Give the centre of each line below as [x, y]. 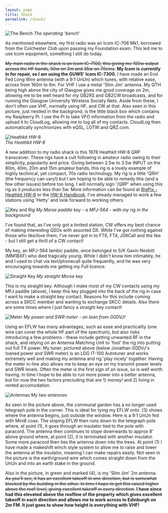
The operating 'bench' [57, 34]
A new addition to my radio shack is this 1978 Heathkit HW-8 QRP [73, 152]
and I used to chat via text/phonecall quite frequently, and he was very [78, 261]
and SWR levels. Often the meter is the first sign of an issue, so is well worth [84, 370]
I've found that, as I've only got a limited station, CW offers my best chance [83, 225]
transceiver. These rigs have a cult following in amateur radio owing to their [83, 157]
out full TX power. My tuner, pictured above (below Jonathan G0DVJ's [77, 348]
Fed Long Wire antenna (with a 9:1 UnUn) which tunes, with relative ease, [81, 79]
